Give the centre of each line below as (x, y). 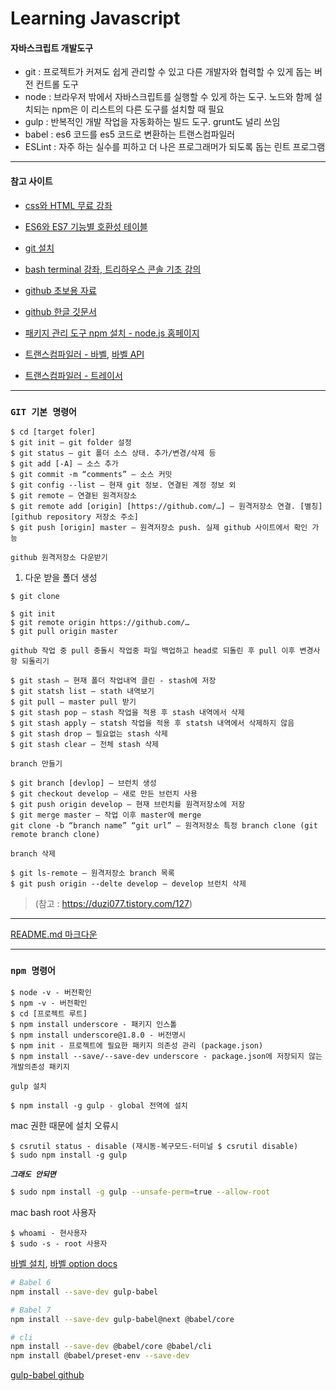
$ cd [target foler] (53, 432)
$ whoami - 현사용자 (49, 1233)
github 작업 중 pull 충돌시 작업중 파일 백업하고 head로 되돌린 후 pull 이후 (153, 650)
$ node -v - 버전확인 (51, 993)
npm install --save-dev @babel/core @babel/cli (111, 1347)
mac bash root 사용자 (53, 1213)
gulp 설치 (28, 1087)
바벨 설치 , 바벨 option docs (64, 1264)
